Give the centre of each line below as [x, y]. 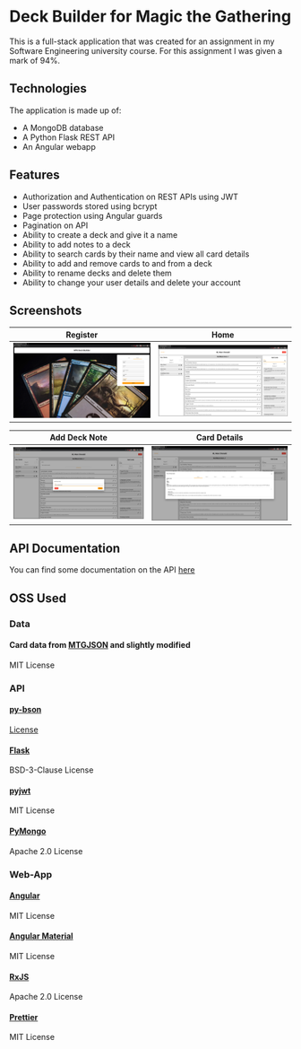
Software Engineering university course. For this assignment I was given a [146, 50]
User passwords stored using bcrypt [90, 206]
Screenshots [46, 310]
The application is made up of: [65, 110]
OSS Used [38, 598]
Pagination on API [55, 225]
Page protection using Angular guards [92, 215]
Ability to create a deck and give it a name [100, 234]
